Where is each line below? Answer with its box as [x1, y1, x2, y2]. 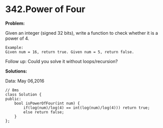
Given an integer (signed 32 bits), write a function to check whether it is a [5, 30, 158, 36]
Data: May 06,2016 [5, 78, 44, 84]
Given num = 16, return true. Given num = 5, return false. [5, 49, 135, 54]
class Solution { [5, 92, 42, 97]
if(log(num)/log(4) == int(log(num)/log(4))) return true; [23, 105, 150, 110]
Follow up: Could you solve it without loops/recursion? [5, 58, 118, 64]
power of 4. [5, 35, 29, 41]
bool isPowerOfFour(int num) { [14, 101, 80, 106]
